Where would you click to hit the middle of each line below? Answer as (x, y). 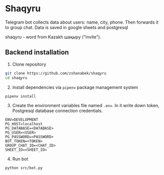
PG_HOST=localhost (24, 124)
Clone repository (29, 64)
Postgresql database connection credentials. (57, 111)
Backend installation (37, 52)
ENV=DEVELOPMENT (22, 120)
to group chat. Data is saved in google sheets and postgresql (67, 27)
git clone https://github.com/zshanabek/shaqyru (56, 73)
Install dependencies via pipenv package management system (75, 87)
